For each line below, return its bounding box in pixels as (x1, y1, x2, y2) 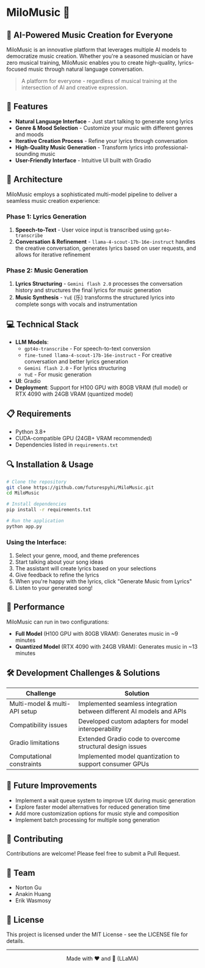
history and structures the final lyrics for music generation (15, 286, 162, 294)
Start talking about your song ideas (15, 558, 104, 566)
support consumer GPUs (78, 760, 149, 768)
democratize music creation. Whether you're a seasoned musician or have (6, 53, 193, 60)
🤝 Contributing (6, 834, 63, 844)
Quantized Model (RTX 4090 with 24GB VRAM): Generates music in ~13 (15, 642, 198, 650)
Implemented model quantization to (78, 752, 180, 760)
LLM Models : (15, 338, 49, 346)
